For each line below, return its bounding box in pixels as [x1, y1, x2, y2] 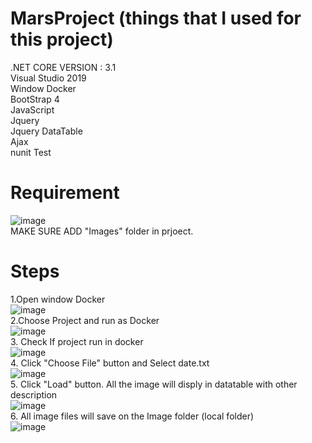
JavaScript [10, 103, 55, 116]
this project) [10, 28, 114, 51]
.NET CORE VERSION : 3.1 [10, 61, 117, 73]
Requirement [10, 182, 120, 204]
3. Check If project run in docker [10, 335, 144, 347]
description [10, 388, 58, 401]
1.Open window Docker [10, 293, 106, 305]
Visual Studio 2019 [10, 72, 87, 84]
